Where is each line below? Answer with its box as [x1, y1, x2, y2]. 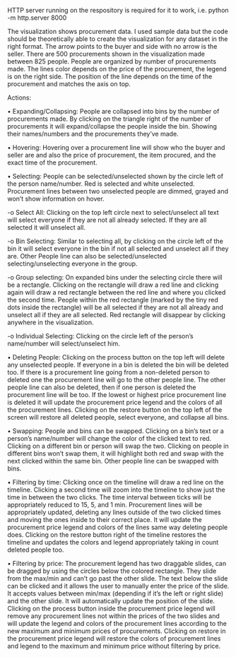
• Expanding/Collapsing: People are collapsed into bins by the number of [7, 107, 220, 115]
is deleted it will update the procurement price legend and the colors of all [7, 398, 223, 406]
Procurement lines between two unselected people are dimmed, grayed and [7, 187, 228, 195]
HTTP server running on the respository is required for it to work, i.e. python [7, 6, 229, 14]
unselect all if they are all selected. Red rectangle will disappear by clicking [7, 311, 226, 319]
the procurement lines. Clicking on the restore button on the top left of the [7, 406, 223, 414]
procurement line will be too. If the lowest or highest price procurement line [7, 391, 227, 398]
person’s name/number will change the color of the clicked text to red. [7, 434, 212, 442]
